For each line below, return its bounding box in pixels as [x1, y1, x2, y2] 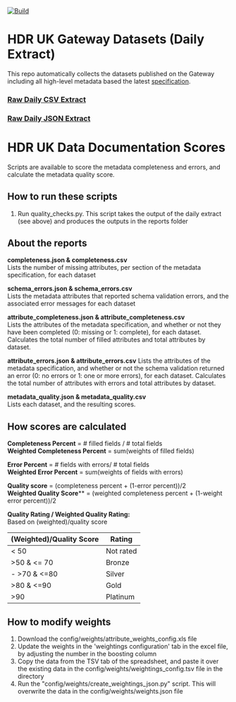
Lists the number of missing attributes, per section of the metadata [7, 263, 201, 272]
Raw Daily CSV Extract [7, 94, 87, 104]
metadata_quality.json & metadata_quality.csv [7, 393, 147, 401]
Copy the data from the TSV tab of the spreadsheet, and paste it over [17, 657, 219, 665]
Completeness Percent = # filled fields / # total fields [7, 439, 163, 448]
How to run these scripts [7, 191, 118, 203]
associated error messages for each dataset [7, 299, 136, 308]
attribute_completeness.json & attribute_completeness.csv [7, 313, 185, 322]
